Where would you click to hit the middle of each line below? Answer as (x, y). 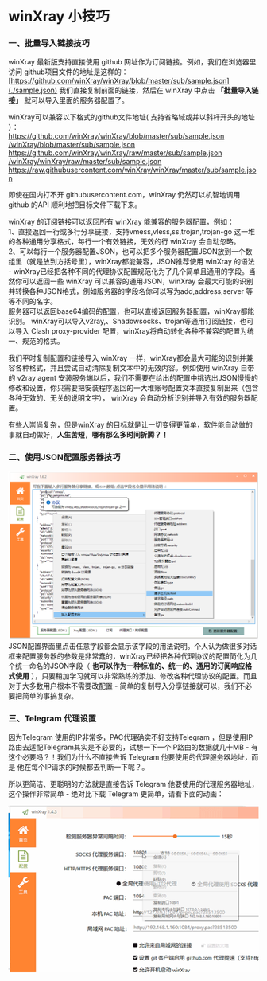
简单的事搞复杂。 (50, 696)
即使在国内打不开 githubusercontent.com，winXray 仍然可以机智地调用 (124, 195)
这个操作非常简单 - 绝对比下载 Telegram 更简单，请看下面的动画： (116, 794)
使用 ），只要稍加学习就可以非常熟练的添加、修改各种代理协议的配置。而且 (136, 676)
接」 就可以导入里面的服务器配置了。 (68, 100)
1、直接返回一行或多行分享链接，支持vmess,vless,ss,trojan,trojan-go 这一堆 (132, 232)
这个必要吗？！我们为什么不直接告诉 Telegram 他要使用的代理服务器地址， (130, 757)
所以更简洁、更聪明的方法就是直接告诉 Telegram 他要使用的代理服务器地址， (133, 784)
